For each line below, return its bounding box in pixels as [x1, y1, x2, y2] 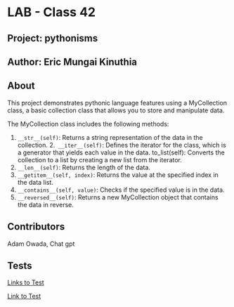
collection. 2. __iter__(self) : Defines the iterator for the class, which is [17, 141, 226, 149]
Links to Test [7, 278, 44, 287]
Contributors [7, 221, 65, 233]
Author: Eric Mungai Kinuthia [7, 55, 138, 67]
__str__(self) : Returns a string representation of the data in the [17, 133, 203, 141]
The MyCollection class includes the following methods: [7, 119, 169, 128]
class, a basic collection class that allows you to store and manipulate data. [7, 106, 225, 115]
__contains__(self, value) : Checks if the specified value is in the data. [17, 185, 225, 194]
